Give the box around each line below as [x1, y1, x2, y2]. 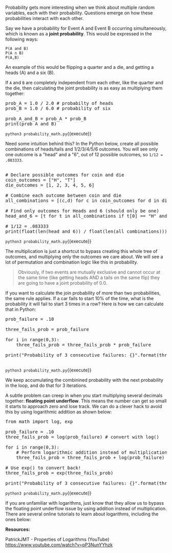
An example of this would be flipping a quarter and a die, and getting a [5, 64, 154, 70]
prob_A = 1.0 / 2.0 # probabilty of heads [5, 100, 114, 106]
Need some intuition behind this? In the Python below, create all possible [5, 141, 159, 146]
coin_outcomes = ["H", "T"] [5, 177, 76, 183]
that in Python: [5, 306, 36, 312]
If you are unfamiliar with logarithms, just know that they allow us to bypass [5, 500, 164, 506]
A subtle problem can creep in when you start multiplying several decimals [5, 393, 163, 398]
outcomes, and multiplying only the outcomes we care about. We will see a [5, 254, 163, 260]
